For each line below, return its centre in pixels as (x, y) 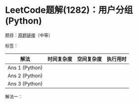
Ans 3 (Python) (25, 83)
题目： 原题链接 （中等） (29, 35)
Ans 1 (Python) (25, 68)
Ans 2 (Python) (25, 75)
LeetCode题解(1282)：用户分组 (69, 10)
